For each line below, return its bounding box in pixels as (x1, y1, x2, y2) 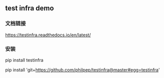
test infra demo (5, 4, 54, 13)
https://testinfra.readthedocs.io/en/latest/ (5, 32, 91, 38)
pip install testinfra (5, 57, 44, 63)
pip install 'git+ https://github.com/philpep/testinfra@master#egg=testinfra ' (5, 66, 160, 72)
